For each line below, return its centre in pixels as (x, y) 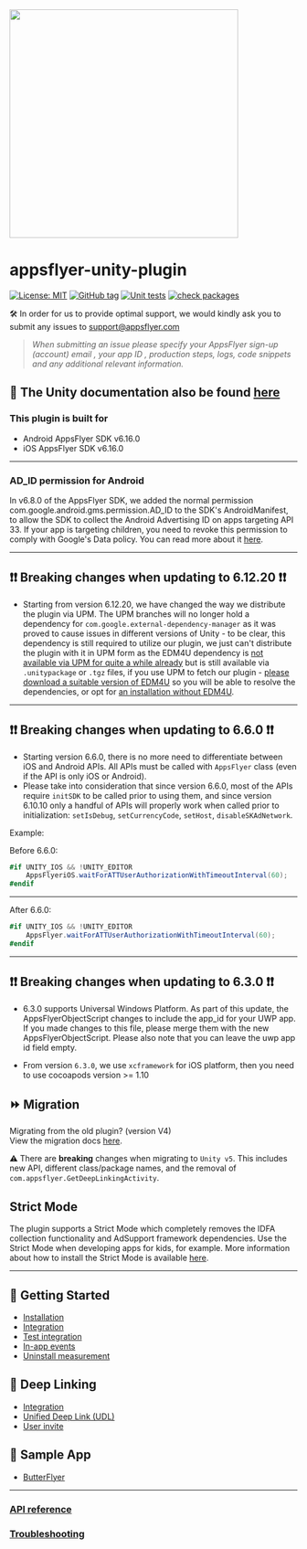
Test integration (52, 1337)
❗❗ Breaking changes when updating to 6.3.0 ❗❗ (142, 982)
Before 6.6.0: (34, 850)
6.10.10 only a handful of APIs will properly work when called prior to (151, 805)
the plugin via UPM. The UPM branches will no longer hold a (136, 614)
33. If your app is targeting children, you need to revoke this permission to (148, 529)
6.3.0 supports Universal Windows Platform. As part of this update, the (156, 1008)
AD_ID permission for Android (77, 481)
